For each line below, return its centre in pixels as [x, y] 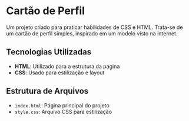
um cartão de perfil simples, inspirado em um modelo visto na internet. [92, 33]
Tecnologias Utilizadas [49, 52]
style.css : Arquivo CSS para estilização [63, 112]
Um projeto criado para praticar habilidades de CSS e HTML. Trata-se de [94, 27]
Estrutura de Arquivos [47, 91]
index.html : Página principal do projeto [62, 105]
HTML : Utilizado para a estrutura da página [67, 66]
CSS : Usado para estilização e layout [59, 73]
